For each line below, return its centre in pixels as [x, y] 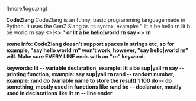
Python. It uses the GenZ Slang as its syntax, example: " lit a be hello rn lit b [98, 26]
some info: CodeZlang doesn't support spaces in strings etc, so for [90, 44]
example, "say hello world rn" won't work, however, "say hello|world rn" [97, 50]
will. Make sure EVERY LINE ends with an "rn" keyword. [76, 56]
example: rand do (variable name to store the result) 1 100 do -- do [89, 80]
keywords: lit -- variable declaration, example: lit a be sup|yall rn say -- [95, 68]
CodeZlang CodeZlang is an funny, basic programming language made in [96, 20]
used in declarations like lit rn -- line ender [59, 93]
